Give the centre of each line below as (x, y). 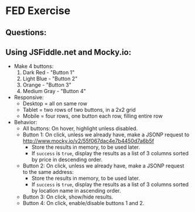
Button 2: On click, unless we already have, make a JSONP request (103, 166)
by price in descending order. (67, 160)
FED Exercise (38, 11)
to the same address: (48, 172)
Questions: (26, 33)
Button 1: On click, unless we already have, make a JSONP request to (106, 135)
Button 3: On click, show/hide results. (68, 197)
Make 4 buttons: (34, 66)
